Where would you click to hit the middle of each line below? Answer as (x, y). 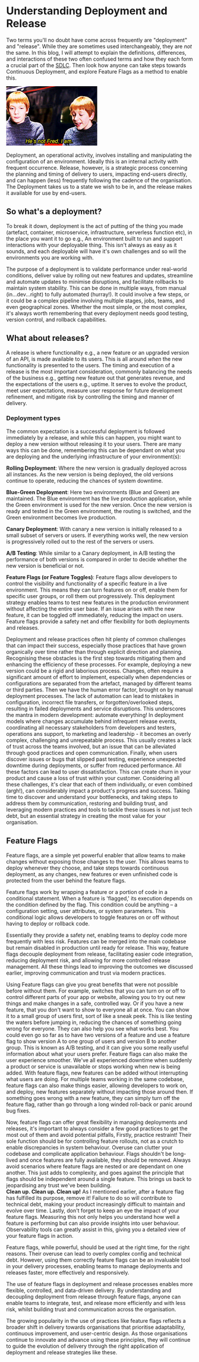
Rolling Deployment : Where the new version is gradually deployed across (97, 468)
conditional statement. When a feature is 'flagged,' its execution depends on (99, 898)
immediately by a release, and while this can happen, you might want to (94, 437)
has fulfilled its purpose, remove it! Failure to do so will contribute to (89, 1197)
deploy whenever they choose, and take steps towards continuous (88, 868)
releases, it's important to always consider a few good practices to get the (97, 1128)
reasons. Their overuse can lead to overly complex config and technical (94, 1253)
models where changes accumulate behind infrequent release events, (91, 721)
